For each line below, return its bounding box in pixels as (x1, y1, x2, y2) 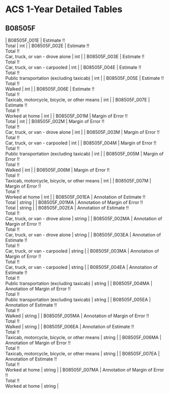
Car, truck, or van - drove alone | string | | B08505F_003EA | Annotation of (5, 232, 161, 237)
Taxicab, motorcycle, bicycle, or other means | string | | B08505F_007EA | (5, 351, 160, 356)
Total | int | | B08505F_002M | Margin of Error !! (5, 118, 104, 124)
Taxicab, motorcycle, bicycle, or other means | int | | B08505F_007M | (5, 178, 152, 184)
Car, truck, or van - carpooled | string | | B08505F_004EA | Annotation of (5, 264, 158, 270)
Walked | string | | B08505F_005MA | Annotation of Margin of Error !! (5, 313, 149, 319)
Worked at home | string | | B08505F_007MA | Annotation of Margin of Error (5, 367, 164, 373)
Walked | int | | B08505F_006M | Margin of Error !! (5, 167, 110, 173)
